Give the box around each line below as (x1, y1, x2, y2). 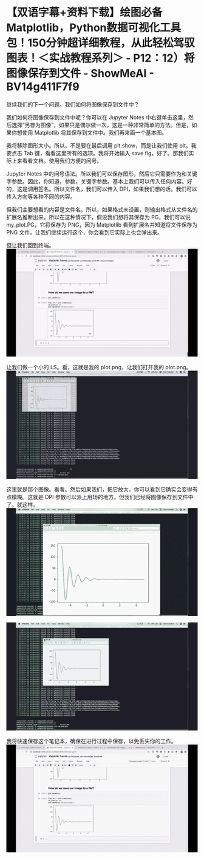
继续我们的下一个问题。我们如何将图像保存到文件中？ (6, 101, 140, 108)
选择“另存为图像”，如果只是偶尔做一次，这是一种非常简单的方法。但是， (11, 121, 192, 129)
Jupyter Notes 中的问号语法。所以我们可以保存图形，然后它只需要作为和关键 (6, 170, 198, 177)
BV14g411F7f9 (6, 80, 80, 94)
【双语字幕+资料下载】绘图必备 (6, 5, 163, 19)
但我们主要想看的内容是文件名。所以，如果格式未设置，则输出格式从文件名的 (6, 205, 198, 213)
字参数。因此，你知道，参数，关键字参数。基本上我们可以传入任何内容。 (6, 177, 187, 185)
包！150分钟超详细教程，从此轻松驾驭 (6, 36, 195, 50)
